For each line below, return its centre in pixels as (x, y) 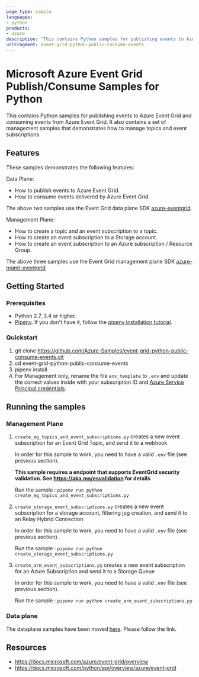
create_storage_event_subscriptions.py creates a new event (89, 506)
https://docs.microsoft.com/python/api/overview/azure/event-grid (95, 668)
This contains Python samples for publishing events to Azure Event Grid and (99, 115)
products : (18, 28)
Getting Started (35, 286)
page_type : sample (29, 12)
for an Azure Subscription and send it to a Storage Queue (85, 572)
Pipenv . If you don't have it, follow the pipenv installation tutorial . (94, 322)
